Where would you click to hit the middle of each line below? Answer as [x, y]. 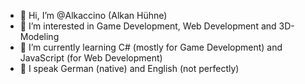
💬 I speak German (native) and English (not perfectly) [129, 68]
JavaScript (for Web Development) [91, 58]
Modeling [39, 36]
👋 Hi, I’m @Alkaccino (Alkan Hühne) [93, 15]
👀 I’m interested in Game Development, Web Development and [148, 26]
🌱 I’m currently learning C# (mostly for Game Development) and [151, 47]
